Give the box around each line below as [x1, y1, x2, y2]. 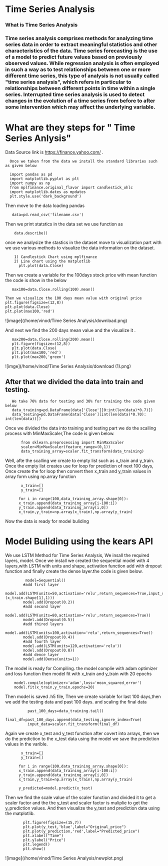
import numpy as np [9, 180, 50, 185]
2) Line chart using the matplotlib [14, 258, 91, 263]
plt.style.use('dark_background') [9, 193, 81, 198]
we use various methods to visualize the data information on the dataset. [5, 244, 155, 250]
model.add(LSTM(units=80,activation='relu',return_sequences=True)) [5, 612, 151, 618]
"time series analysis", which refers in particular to [5, 78, 131, 85]
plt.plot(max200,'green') [11, 354, 66, 359]
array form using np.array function [5, 473, 76, 479]
